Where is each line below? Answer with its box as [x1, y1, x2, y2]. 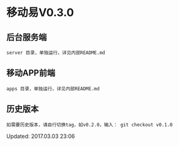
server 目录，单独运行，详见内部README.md [6, 50, 105, 56]
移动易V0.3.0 [6, 6, 74, 20]
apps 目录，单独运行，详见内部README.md [6, 85, 100, 92]
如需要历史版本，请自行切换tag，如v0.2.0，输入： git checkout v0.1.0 [6, 121, 173, 128]
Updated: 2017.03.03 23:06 [6, 133, 75, 140]
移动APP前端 [6, 68, 55, 79]
